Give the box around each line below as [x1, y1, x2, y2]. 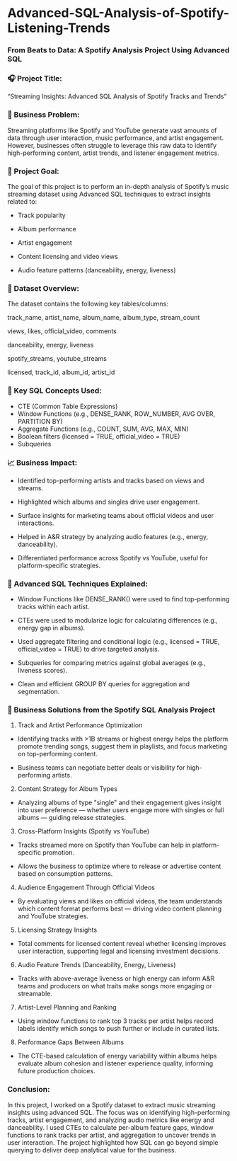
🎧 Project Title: [7, 74, 62, 83]
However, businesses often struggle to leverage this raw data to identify [7, 141, 217, 149]
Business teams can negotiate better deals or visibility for [17, 763, 185, 772]
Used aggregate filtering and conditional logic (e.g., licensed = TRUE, [17, 637, 220, 646]
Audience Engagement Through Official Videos [17, 883, 156, 892]
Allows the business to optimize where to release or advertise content [17, 862, 221, 871]
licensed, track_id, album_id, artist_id [7, 368, 115, 376]
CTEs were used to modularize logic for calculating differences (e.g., [17, 616, 218, 625]
